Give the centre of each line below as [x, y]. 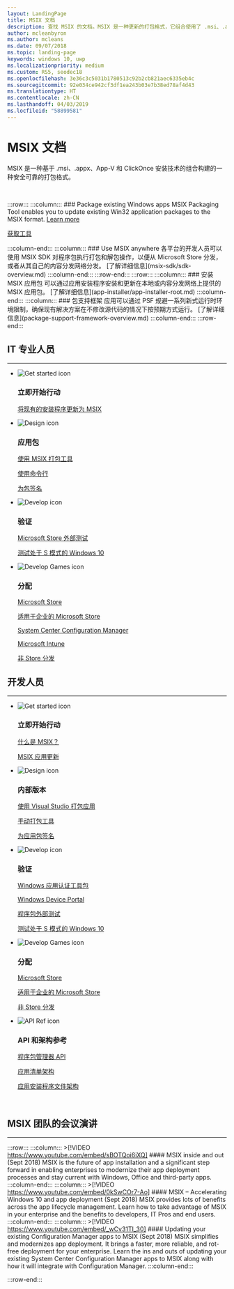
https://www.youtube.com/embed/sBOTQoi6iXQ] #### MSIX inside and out [116, 1155]
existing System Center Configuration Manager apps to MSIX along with [110, 1258]
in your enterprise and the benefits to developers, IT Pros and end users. [111, 1214]
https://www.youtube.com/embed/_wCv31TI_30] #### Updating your [107, 1229]
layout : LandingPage [37, 14]
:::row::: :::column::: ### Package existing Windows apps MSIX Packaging [113, 204]
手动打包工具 [36, 821]
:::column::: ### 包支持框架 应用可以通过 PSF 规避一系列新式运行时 [121, 300]
